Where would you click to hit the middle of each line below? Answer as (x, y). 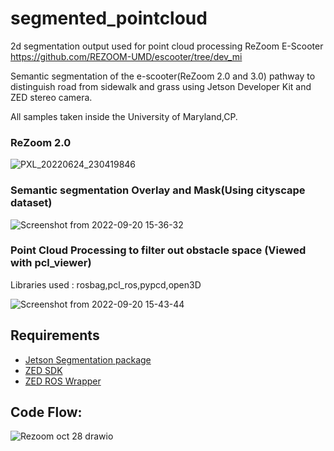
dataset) (31, 203)
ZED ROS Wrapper (63, 381)
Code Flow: (46, 412)
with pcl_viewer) (51, 263)
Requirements (55, 335)
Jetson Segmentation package (88, 359)
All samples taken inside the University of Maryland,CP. (124, 116)
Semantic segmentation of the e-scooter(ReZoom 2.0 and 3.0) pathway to (163, 76)
